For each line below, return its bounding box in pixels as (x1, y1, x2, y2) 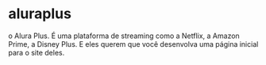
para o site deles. (8, 48, 65, 57)
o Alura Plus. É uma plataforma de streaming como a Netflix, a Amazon (8, 31, 240, 40)
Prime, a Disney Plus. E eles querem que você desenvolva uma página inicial (8, 39, 259, 48)
